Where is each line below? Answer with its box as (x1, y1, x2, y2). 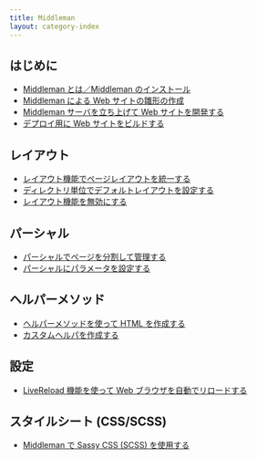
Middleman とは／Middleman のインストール (22, 84, 191, 95)
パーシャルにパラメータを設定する (22, 262, 151, 274)
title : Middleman (9, 13, 76, 23)
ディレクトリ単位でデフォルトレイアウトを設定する (22, 184, 214, 196)
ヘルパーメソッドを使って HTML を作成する (22, 318, 186, 329)
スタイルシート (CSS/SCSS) (9, 413, 167, 429)
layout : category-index (9, 22, 100, 31)
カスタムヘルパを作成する (22, 329, 119, 340)
